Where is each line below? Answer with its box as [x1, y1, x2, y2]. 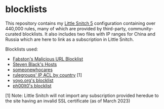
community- [128, 25, 153, 31]
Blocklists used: [5, 46, 38, 52]
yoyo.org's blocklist [12, 77, 54, 83]
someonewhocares [12, 67, 53, 73]
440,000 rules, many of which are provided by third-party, [5, 25, 127, 31]
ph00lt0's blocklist [12, 82, 52, 89]
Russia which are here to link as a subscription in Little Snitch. [5, 36, 134, 42]
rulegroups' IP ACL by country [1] [12, 72, 83, 78]
